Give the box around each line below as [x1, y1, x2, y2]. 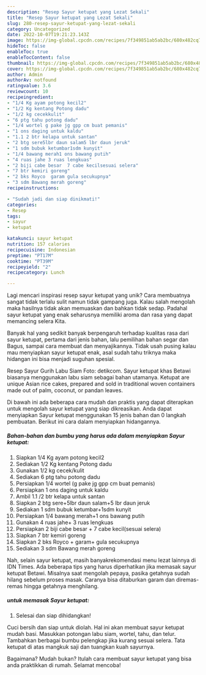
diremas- [175, 576, 199, 583]
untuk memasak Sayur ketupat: [7, 596, 89, 604]
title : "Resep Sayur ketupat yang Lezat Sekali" [7, 15, 133, 21]
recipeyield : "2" [7, 264, 51, 270]
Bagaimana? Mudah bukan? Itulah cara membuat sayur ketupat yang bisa [7, 655, 192, 663]
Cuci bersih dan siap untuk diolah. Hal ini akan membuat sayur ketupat [7, 624, 185, 631]
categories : [7, 202, 37, 208]
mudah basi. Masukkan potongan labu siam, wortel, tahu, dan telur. [7, 630, 176, 638]
